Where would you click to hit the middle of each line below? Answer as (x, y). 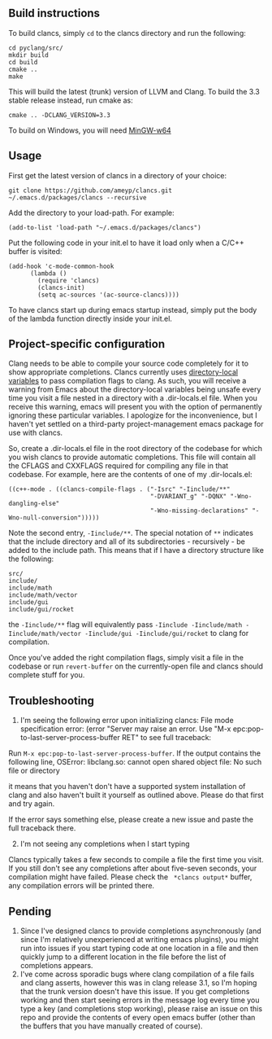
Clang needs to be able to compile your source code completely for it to (129, 364)
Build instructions (54, 13)
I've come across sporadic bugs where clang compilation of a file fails (137, 974)
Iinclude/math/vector (45, 634)
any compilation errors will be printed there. (82, 886)
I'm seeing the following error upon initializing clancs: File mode (127, 721)
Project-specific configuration (87, 344)
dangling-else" (34, 504)
